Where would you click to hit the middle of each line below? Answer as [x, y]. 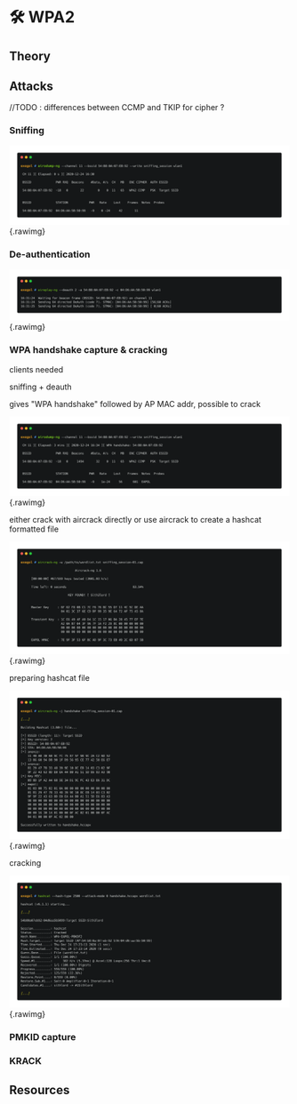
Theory [30, 56]
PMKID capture [43, 1037]
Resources [40, 1090]
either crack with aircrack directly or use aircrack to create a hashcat [136, 520]
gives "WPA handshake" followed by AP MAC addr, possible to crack [135, 404]
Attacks [31, 86]
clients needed [36, 369]
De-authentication [50, 254]
